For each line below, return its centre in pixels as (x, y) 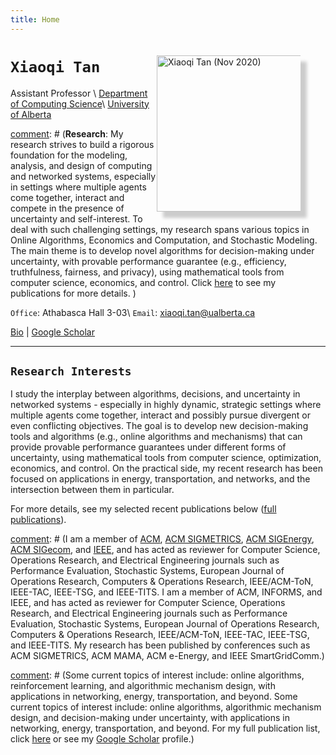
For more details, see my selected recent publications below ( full (143, 509)
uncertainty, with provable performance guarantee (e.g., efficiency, (148, 261)
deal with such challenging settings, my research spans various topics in (160, 229)
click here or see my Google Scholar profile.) (102, 739)
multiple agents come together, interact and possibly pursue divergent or (160, 415)
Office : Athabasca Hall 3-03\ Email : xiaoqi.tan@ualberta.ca (133, 312)
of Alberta (31, 114)
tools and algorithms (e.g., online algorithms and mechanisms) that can (156, 437)
